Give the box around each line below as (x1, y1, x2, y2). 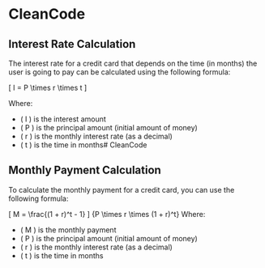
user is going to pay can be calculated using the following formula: (8, 67, 231, 77)
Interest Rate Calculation (8, 37, 136, 51)
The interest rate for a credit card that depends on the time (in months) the (8, 58, 258, 68)
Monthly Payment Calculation (8, 164, 162, 177)
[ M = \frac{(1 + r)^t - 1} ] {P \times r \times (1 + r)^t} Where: (8, 209, 206, 219)
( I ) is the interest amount (19, 114, 107, 124)
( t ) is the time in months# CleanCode (19, 140, 147, 150)
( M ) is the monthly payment (19, 224, 117, 235)
